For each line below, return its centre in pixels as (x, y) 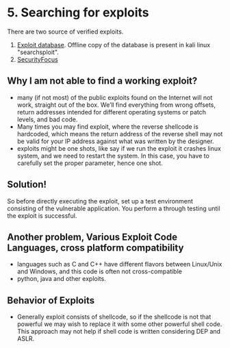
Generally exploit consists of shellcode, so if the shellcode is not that (114, 317)
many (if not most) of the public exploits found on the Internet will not (115, 97)
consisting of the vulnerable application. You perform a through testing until (114, 208)
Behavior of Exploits (51, 300)
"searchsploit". (38, 52)
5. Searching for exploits (78, 13)
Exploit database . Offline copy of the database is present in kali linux (114, 45)
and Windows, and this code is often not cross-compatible (100, 271)
